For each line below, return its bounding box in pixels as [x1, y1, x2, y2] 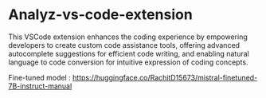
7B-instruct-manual [8, 81, 72, 91]
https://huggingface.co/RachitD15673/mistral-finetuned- [72, 73, 258, 82]
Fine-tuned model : [8, 73, 72, 82]
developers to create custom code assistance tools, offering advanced [8, 40, 241, 49]
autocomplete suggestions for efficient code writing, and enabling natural [8, 49, 249, 58]
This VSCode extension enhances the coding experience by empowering [8, 32, 248, 41]
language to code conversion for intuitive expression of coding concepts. [8, 57, 248, 67]
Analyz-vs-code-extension [8, 6, 193, 24]
